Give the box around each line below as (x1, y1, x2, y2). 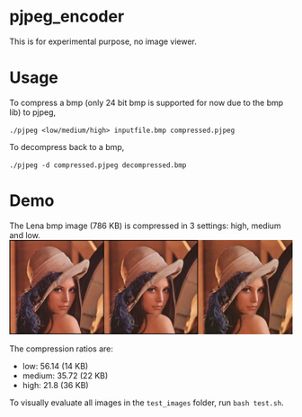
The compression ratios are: (9, 343, 114, 354)
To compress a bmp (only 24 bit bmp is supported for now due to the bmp (9, 97, 284, 108)
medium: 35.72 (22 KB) (22, 370, 109, 381)
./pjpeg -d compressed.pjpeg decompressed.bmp (9, 160, 187, 170)
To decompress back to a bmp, (9, 141, 125, 152)
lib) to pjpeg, (9, 106, 57, 118)
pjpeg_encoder (9, 6, 125, 27)
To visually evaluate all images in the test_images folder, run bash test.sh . (9, 397, 285, 408)
